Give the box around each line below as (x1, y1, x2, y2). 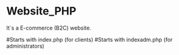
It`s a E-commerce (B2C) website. (6, 24, 91, 31)
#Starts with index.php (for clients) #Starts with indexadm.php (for (6, 36, 173, 43)
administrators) (6, 42, 44, 50)
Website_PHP (6, 4, 77, 18)
